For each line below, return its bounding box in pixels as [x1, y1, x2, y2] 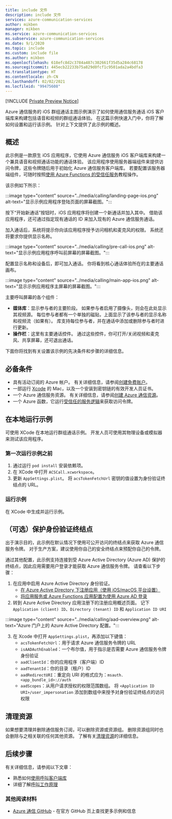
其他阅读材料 [5, 795, 37, 803]
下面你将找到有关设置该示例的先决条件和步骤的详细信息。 [5, 348, 126, 354]
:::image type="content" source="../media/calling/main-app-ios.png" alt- [5, 277, 159, 284]
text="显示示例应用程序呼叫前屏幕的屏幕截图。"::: [5, 250, 110, 256]
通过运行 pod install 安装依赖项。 [12, 463, 86, 469]
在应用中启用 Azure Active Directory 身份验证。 [12, 581, 113, 587]
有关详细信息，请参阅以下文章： [5, 764, 73, 770]
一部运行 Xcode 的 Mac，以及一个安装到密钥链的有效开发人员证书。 [12, 386, 156, 392]
